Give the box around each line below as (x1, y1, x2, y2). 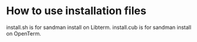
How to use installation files (6, 4, 147, 18)
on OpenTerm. (6, 30, 42, 37)
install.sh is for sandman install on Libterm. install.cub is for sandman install (6, 24, 192, 31)
